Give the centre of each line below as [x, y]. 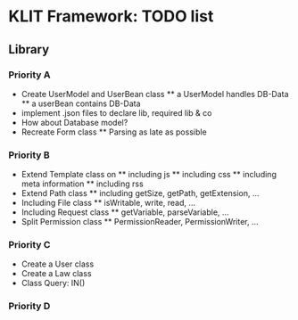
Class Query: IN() [53, 283]
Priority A [29, 75]
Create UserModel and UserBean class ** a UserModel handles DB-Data [155, 94]
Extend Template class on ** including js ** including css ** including [149, 175]
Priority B [29, 155]
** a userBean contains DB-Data [81, 103]
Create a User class [58, 264]
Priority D [29, 307]
